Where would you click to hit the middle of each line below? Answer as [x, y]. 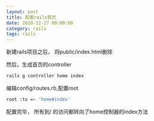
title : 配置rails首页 [31, 17]
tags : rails [21, 34]
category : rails [26, 28]
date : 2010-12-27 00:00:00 [40, 23]
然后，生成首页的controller [39, 65]
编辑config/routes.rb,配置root [42, 88]
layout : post [22, 12]
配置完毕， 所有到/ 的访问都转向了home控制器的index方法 [77, 111]
